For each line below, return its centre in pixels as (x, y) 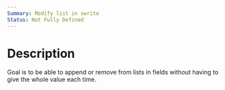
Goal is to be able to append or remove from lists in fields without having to (113, 72)
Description (41, 54)
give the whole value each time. (52, 80)
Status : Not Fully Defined (45, 20)
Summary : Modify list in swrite (53, 13)
